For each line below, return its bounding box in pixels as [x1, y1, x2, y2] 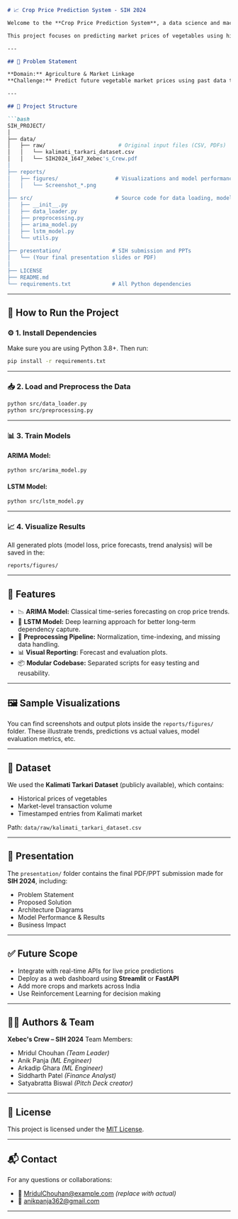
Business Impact [17, 920, 67, 929]
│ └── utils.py [7, 234, 59, 241]
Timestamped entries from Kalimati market [17, 809, 142, 818]
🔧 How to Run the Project [7, 307, 119, 319]
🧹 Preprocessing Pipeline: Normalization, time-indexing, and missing [17, 633, 221, 641]
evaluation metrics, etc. [7, 735, 76, 743]
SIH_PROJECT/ [7, 122, 46, 129]
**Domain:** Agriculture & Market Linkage [7, 71, 135, 78]
